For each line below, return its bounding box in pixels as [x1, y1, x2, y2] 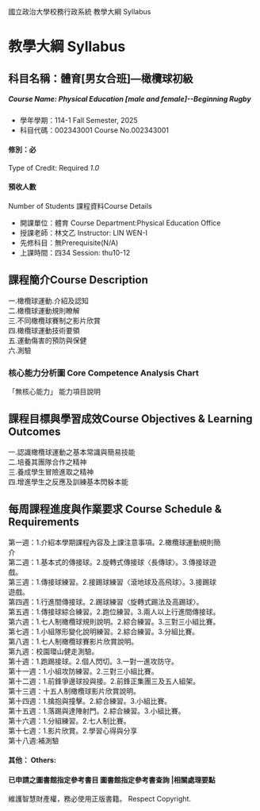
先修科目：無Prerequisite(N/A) [19, 237, 119, 248]
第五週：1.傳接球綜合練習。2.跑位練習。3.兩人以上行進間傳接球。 [8, 606, 220, 617]
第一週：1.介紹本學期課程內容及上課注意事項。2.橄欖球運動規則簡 [8, 537, 221, 547]
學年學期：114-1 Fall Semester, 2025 [19, 115, 138, 125]
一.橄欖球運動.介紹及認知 [8, 296, 90, 306]
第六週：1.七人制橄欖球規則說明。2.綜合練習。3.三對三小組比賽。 [8, 617, 220, 626]
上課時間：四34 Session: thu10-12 [19, 248, 131, 257]
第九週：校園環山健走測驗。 [8, 646, 99, 656]
